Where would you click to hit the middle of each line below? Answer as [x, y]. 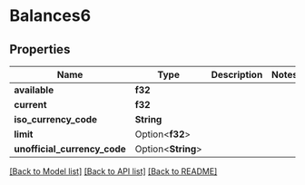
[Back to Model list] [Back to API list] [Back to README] [113, 171]
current [30, 105]
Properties [40, 49]
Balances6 [50, 16]
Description [237, 75]
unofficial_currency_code [70, 149]
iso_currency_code [56, 119]
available [34, 90]
